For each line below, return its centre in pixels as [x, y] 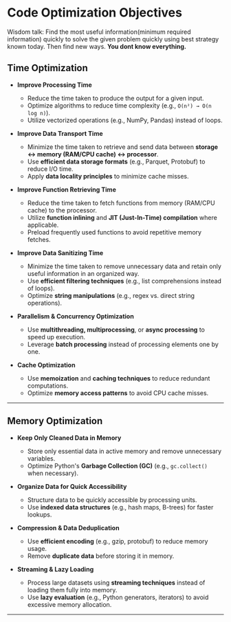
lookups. [40, 514]
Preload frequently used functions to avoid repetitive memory [114, 232]
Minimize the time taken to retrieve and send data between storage [123, 147]
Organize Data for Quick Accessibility [72, 486]
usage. [37, 548]
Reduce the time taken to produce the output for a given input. [115, 98]
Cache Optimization [46, 365]
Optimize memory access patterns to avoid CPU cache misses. [118, 393]
